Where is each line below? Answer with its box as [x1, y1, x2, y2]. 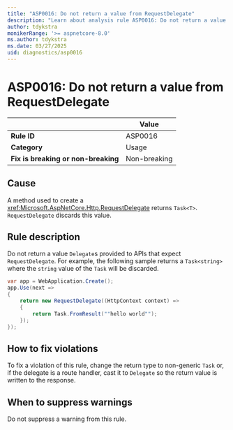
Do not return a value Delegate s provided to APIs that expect [7, 249, 181, 258]
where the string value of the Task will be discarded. [7, 265, 159, 273]
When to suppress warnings [7, 396, 133, 408]
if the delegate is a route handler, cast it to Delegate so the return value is [7, 369, 218, 377]
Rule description [7, 231, 80, 243]
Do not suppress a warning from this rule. [7, 415, 127, 423]
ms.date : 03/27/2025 [7, 43, 68, 50]
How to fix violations [7, 343, 98, 355]
